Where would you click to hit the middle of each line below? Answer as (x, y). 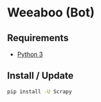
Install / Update (41, 76)
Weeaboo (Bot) (51, 13)
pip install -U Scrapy (40, 91)
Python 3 (30, 54)
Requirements (38, 38)
